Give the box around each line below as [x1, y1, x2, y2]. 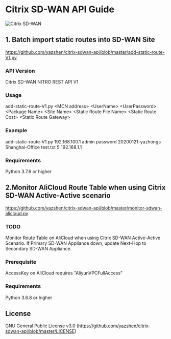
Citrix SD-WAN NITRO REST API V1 [5, 79, 79, 85]
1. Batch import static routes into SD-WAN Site [5, 35, 155, 44]
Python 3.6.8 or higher [5, 294, 53, 301]
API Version [5, 67, 35, 74]
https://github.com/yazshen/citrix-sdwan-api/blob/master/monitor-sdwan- [5, 205, 162, 211]
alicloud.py [5, 210, 29, 216]
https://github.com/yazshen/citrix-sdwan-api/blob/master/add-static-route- [5, 49, 165, 55]
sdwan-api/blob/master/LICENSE [5, 328, 75, 334]
